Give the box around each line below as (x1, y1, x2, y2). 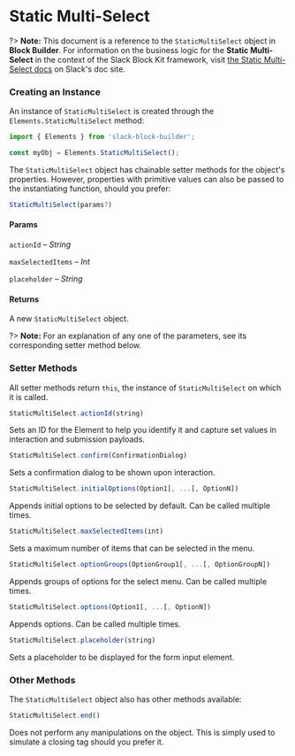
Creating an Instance (9, 86, 102, 98)
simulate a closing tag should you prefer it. (9, 737, 164, 747)
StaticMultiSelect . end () (9, 711, 101, 720)
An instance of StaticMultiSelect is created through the (9, 106, 215, 117)
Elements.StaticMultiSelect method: (9, 115, 145, 126)
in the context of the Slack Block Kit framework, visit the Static (34, 54, 262, 65)
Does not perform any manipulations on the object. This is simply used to (9, 727, 276, 737)
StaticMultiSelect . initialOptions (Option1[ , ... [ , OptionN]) (9, 484, 239, 493)
